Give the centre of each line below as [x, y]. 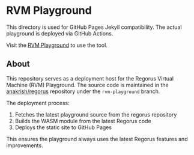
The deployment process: [38, 103]
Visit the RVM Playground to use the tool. [57, 45]
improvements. [25, 145]
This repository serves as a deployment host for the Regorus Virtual [90, 78]
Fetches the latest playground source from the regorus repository [96, 114]
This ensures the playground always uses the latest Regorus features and [97, 139]
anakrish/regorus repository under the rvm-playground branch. [83, 91]
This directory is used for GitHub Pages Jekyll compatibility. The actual [94, 27]
